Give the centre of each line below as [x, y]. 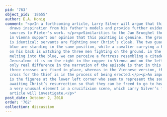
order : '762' [19, 103]
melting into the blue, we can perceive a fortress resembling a [79, 56]
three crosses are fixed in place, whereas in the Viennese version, [83, 70]
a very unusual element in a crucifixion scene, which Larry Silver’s [84, 88]
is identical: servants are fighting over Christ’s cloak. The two [81, 42]
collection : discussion [30, 107]
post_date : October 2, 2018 [34, 98]
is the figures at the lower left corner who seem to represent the [82, 79]
